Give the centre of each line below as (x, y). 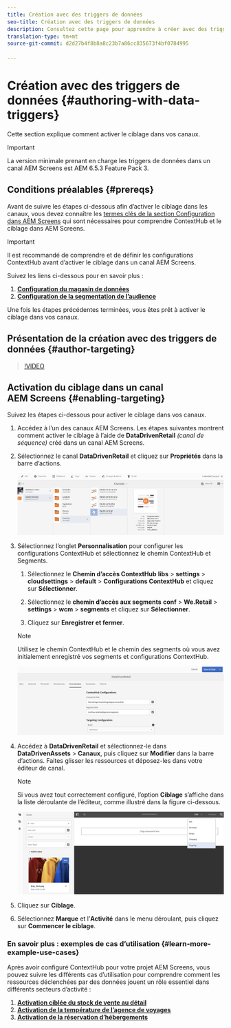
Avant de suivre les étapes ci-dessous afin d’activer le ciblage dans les (108, 206)
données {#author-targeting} (71, 349)
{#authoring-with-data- (131, 101)
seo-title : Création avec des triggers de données (81, 22)
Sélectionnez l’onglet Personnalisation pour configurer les (100, 546)
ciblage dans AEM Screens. (46, 228)
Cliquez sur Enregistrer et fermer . (76, 622)
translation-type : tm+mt (43, 36)
